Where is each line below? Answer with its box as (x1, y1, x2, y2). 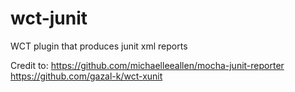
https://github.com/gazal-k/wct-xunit (10, 70, 163, 82)
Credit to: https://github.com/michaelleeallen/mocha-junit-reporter (10, 59, 285, 71)
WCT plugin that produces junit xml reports (10, 40, 188, 52)
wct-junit (10, 7, 88, 30)
